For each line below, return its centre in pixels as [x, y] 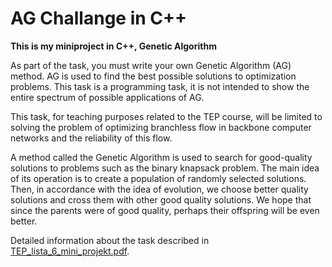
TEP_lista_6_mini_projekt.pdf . [70, 251]
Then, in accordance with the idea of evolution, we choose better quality [159, 189]
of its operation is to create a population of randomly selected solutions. [158, 178]
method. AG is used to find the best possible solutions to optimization [153, 76]
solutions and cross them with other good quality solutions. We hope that [161, 199]
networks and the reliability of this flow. [91, 138]
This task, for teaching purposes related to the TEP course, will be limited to [166, 116]
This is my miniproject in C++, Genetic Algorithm [113, 46]
